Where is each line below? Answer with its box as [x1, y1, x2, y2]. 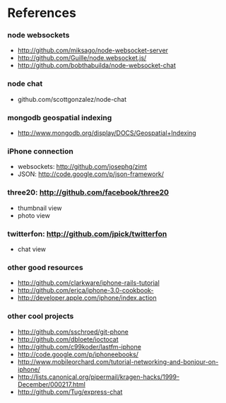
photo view [17, 211, 51, 220]
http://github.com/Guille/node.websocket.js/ [17, 54, 147, 62]
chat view [17, 245, 47, 253]
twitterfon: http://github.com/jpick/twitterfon [7, 228, 167, 238]
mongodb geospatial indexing [7, 112, 112, 122]
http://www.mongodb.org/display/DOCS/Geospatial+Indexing [17, 129, 196, 137]
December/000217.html [17, 380, 86, 388]
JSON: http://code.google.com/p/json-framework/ [17, 170, 165, 178]
